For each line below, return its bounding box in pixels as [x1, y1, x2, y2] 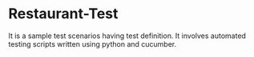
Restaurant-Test [8, 5, 119, 23]
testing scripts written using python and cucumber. [8, 39, 177, 48]
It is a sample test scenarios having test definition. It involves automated [8, 31, 247, 40]
